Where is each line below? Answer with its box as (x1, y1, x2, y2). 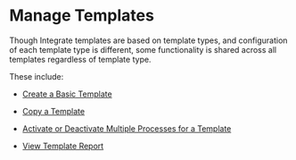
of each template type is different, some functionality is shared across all (9, 44, 277, 55)
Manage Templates (9, 5, 154, 26)
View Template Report (21, 140, 104, 151)
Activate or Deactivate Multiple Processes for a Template (21, 122, 232, 134)
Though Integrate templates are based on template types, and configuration (9, 35, 288, 46)
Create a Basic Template (21, 88, 113, 99)
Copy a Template (21, 105, 86, 116)
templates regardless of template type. (9, 54, 152, 64)
